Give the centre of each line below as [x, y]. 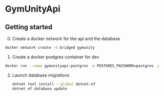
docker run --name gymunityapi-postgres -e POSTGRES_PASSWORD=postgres [79, 66]
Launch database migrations [41, 75]
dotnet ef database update [40, 89]
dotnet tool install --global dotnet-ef [54, 84]
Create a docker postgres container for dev [56, 57]
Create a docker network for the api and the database [66, 38]
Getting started [29, 27]
